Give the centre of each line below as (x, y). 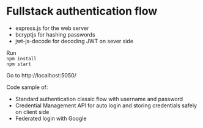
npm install (21, 59)
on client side (32, 112)
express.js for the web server (52, 28)
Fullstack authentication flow (82, 11)
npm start (19, 64)
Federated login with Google (51, 118)
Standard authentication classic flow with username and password (99, 99)
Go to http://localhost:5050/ (41, 75)
